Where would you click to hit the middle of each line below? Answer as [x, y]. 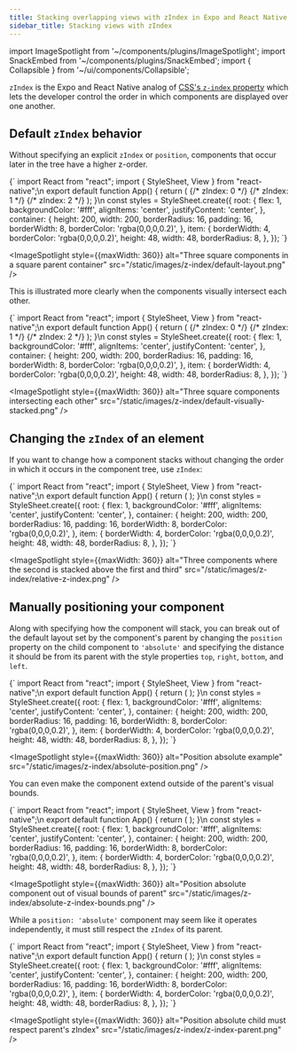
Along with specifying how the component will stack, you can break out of [145, 628]
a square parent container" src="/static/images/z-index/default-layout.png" [148, 265]
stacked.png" [34, 411]
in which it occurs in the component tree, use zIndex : [106, 469]
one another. [32, 106]
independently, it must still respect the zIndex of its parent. [116, 929]
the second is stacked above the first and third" [96, 569]
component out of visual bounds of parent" [88, 893]
